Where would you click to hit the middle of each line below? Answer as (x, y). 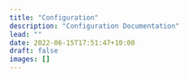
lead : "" (26, 34)
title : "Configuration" (54, 17)
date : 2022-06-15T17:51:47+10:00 (72, 43)
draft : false (34, 51)
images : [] (30, 59)
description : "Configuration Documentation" (94, 26)
